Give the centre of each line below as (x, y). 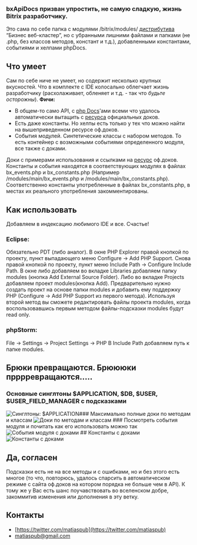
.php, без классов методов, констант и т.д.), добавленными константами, (98, 42)
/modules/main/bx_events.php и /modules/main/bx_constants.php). (88, 179)
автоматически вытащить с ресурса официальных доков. (87, 117)
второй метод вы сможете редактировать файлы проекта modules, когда (98, 302)
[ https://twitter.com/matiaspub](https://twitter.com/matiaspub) (90, 529)
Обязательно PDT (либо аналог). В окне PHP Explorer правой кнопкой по (98, 252)
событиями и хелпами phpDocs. (46, 48)
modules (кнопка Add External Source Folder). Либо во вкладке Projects (95, 277)
